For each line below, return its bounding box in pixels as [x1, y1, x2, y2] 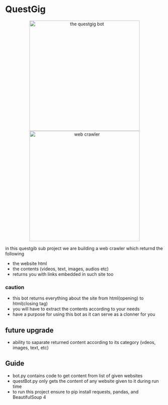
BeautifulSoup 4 [12, 394, 46, 400]
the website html [12, 260, 47, 266]
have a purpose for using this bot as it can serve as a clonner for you [12, 311, 155, 317]
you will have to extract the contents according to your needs [12, 306, 140, 312]
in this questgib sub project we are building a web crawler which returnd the [5, 245, 163, 251]
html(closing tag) [12, 301, 48, 307]
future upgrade [5, 326, 54, 334]
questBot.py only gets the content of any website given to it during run [12, 378, 159, 384]
